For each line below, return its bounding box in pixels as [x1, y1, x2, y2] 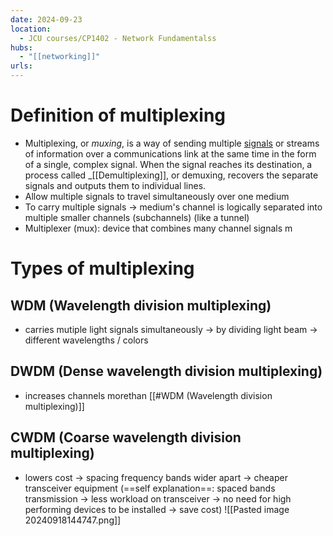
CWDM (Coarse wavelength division [10, 429, 242, 446]
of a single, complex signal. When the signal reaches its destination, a [24, 158, 313, 170]
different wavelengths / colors [24, 334, 149, 346]
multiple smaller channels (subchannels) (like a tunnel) [24, 211, 250, 223]
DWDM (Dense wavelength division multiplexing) [10, 363, 323, 380]
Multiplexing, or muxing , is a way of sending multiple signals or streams [24, 137, 320, 149]
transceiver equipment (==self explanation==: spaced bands [24, 482, 276, 494]
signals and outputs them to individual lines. [24, 179, 207, 191]
